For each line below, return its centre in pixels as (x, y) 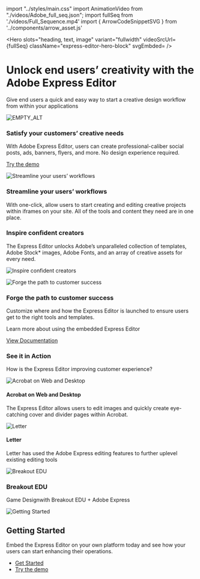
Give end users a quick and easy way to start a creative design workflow (96, 99)
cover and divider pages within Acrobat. (79, 414)
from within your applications (42, 106)
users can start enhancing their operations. (59, 551)
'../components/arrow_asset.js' (44, 28)
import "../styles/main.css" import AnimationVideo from (74, 9)
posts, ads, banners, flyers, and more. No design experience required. (93, 153)
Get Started (29, 563)
